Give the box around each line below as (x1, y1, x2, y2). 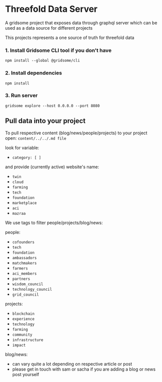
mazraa (12, 211, 26, 216)
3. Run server (5, 92, 38, 99)
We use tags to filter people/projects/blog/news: (5, 220, 103, 226)
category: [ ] (12, 155, 41, 160)
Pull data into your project (5, 117, 86, 125)
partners (12, 276, 30, 281)
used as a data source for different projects (5, 25, 93, 31)
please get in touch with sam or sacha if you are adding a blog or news (12, 366, 156, 372)
